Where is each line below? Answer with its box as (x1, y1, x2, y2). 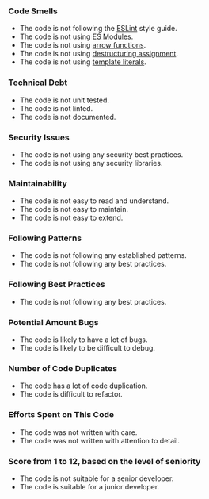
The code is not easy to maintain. (19, 205, 129, 214)
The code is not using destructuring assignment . (19, 49, 178, 59)
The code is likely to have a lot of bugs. (19, 335, 148, 344)
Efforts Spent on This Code (8, 409, 115, 420)
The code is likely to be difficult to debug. (19, 344, 156, 353)
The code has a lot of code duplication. (19, 381, 148, 390)
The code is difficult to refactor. (19, 390, 123, 399)
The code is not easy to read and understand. (19, 196, 169, 205)
